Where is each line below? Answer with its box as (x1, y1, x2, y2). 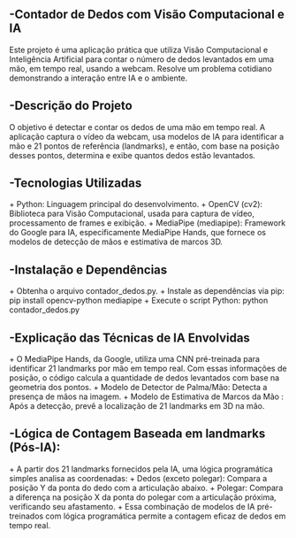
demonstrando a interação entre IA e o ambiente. (9, 73, 188, 83)
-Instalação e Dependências (9, 262, 168, 277)
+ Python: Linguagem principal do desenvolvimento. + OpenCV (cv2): (9, 199, 263, 210)
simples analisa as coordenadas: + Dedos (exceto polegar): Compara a (9, 473, 268, 483)
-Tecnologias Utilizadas (9, 176, 142, 191)
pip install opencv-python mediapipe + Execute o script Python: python (9, 296, 269, 306)
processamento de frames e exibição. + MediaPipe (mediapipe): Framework (9, 218, 286, 228)
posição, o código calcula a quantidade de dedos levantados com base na (9, 373, 280, 383)
